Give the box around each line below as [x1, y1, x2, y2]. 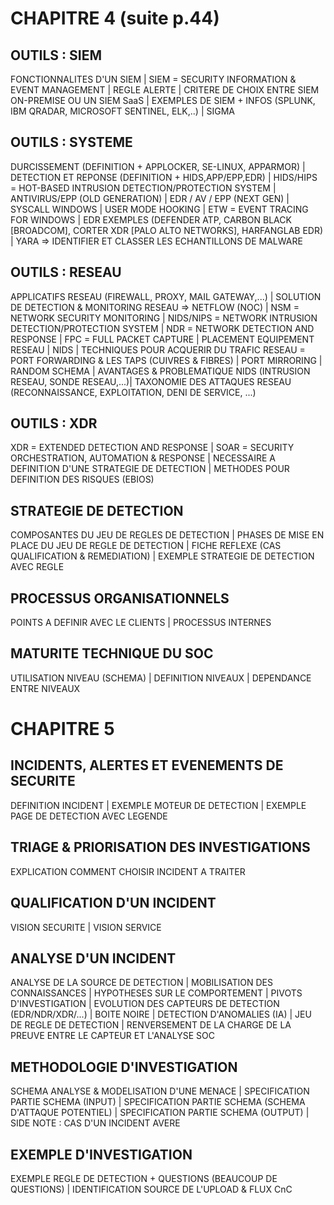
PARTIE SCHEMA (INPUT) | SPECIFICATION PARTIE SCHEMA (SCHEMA [10, 1096, 306, 1108]
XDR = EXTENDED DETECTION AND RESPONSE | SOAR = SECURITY [10, 442, 295, 454]
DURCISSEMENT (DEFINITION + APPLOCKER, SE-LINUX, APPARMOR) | [10, 160, 306, 172]
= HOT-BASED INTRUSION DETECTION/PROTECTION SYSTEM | [10, 182, 277, 194]
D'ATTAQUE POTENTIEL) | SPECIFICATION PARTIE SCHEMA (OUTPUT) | [10, 1107, 310, 1119]
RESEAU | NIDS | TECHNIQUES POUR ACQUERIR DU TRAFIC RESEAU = [10, 343, 306, 356]
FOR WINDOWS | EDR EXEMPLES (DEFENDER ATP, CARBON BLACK [10, 213, 292, 226]
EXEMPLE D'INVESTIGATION [10, 1146, 193, 1163]
